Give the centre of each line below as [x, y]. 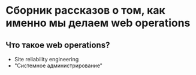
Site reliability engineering [46, 59]
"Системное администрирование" [58, 65]
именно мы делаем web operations [98, 23]
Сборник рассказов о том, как [85, 10]
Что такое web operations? [58, 45]
